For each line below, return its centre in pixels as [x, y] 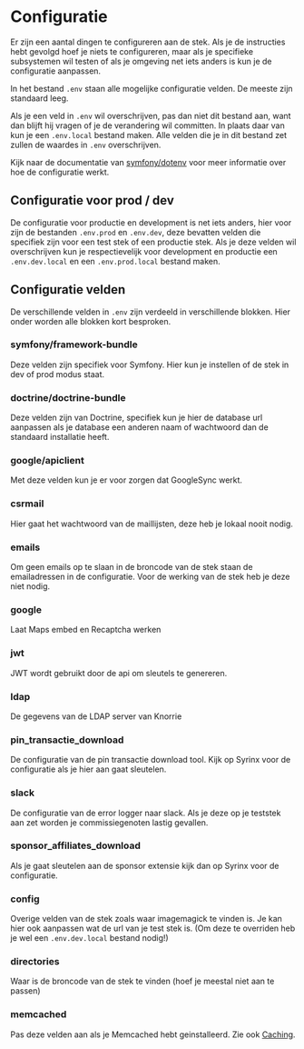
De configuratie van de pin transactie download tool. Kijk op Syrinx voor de [151, 760]
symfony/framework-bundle [74, 345]
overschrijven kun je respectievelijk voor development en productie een [144, 251]
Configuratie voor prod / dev [93, 200]
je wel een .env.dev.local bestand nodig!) [89, 938]
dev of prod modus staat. [58, 374]
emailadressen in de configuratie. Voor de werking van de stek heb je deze [150, 577]
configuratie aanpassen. [56, 71]
